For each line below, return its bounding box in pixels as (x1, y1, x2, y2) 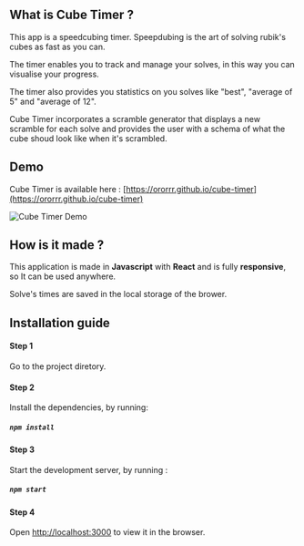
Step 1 (9, 341, 34, 352)
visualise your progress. (9, 68, 100, 79)
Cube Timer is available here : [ (9, 183, 127, 194)
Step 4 (9, 506, 35, 518)
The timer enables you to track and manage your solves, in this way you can (9, 58, 296, 69)
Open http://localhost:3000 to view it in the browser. (9, 527, 206, 538)
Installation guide (9, 314, 111, 331)
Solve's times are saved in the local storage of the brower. (9, 289, 228, 300)
